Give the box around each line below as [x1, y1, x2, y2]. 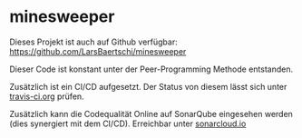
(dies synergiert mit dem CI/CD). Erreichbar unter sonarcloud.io [9, 118, 247, 129]
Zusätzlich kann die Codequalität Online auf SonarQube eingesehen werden [9, 108, 293, 119]
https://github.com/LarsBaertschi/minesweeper [9, 45, 187, 56]
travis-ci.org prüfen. [9, 91, 84, 102]
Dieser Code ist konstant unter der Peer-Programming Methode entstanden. [9, 64, 294, 74]
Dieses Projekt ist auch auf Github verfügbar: [9, 36, 179, 47]
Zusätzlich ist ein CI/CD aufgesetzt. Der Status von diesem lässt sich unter [9, 81, 287, 92]
